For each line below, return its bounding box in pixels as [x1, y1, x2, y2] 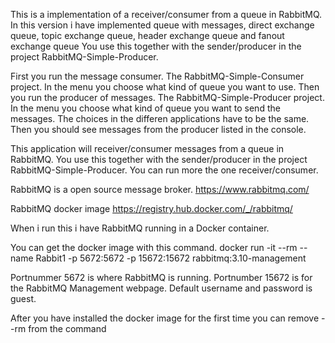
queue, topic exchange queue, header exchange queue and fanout [10, 30, 285, 41]
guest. [10, 293, 37, 304]
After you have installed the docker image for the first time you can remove [10, 312, 320, 324]
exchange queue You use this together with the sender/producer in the [10, 40, 302, 52]
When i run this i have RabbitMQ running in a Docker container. [10, 222, 270, 234]
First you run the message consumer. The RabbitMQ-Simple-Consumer [10, 70, 305, 82]
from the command [28, 323, 107, 334]
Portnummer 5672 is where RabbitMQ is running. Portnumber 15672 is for [10, 272, 313, 283]
